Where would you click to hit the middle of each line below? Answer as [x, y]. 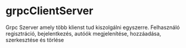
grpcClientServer [49, 11]
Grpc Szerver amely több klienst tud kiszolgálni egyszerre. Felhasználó [93, 27]
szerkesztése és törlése [35, 40]
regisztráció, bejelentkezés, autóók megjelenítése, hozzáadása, [83, 33]
